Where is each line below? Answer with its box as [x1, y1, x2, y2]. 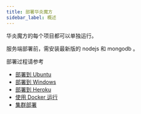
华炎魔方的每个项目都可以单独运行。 [6, 32, 97, 39]
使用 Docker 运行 [15, 93, 58, 101]
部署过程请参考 [6, 58, 44, 65]
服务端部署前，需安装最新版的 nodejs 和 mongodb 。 [6, 45, 139, 52]
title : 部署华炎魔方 [6, 8, 53, 15]
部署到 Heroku [15, 85, 52, 93]
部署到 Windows [15, 78, 57, 85]
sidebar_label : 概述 [6, 15, 57, 21]
